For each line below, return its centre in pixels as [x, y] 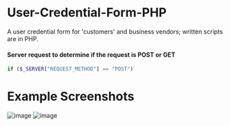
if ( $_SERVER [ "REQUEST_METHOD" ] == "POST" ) [70, 69]
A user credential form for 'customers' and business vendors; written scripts [115, 32]
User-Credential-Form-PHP [87, 13]
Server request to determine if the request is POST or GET [91, 54]
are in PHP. [23, 38]
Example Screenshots [71, 97]
